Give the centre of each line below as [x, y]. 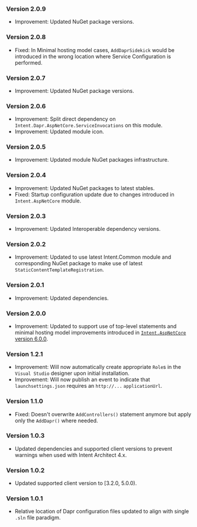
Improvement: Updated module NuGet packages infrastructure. [92, 160]
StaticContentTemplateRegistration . [59, 270]
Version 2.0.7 [26, 78]
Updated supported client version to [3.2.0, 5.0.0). [76, 483]
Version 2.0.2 [26, 244]
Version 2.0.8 [26, 37]
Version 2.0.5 [26, 147]
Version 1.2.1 [25, 354]
